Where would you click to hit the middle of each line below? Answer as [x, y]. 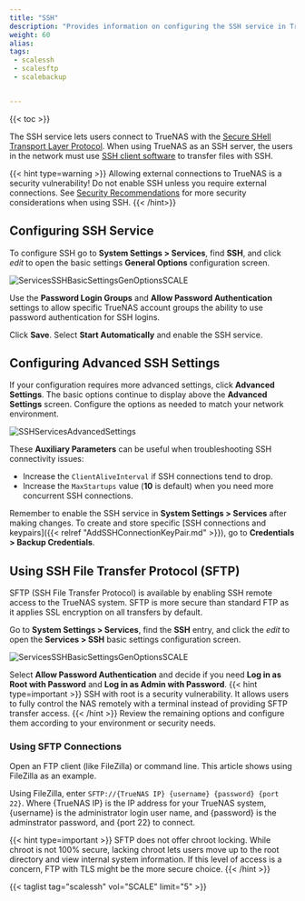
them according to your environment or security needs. [113, 723]
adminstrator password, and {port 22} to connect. [103, 823]
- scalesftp [36, 69]
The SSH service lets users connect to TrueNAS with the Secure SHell [140, 136]
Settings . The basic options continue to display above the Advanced [138, 395]
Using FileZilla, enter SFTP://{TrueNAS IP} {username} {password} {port [144, 794]
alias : [22, 43]
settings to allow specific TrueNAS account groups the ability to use [136, 307]
